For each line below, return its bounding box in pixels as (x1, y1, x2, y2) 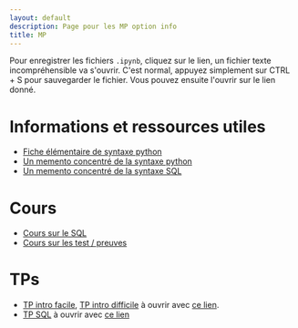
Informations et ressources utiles (9, 116, 266, 137)
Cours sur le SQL (22, 228, 87, 239)
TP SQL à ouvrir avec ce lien (22, 309, 130, 320)
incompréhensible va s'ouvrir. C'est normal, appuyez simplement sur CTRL (9, 65, 291, 76)
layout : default (9, 13, 71, 23)
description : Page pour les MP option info (9, 22, 178, 31)
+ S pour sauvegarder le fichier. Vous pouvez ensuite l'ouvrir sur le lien (9, 75, 276, 86)
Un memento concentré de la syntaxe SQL (22, 166, 182, 177)
